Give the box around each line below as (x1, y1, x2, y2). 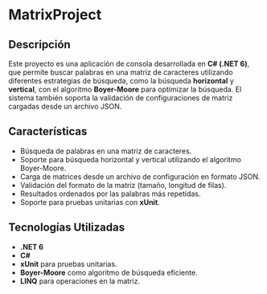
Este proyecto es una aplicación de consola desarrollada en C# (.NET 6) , (8, 59, 250, 68)
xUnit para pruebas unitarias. (19, 259, 118, 268)
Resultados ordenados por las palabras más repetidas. (19, 189, 201, 198)
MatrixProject (8, 6, 102, 24)
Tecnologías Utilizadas (8, 221, 125, 235)
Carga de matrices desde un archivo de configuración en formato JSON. (19, 171, 261, 182)
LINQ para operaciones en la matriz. (19, 276, 141, 286)
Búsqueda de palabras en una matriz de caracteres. (19, 146, 192, 156)
